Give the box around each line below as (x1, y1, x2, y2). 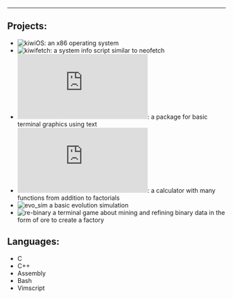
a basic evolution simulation (49, 200, 129, 209)
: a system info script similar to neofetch (50, 46, 165, 54)
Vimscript (17, 284, 45, 292)
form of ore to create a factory (17, 216, 105, 224)
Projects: (7, 20, 47, 32)
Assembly (17, 268, 46, 277)
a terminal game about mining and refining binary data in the (52, 208, 225, 216)
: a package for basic (147, 112, 208, 121)
